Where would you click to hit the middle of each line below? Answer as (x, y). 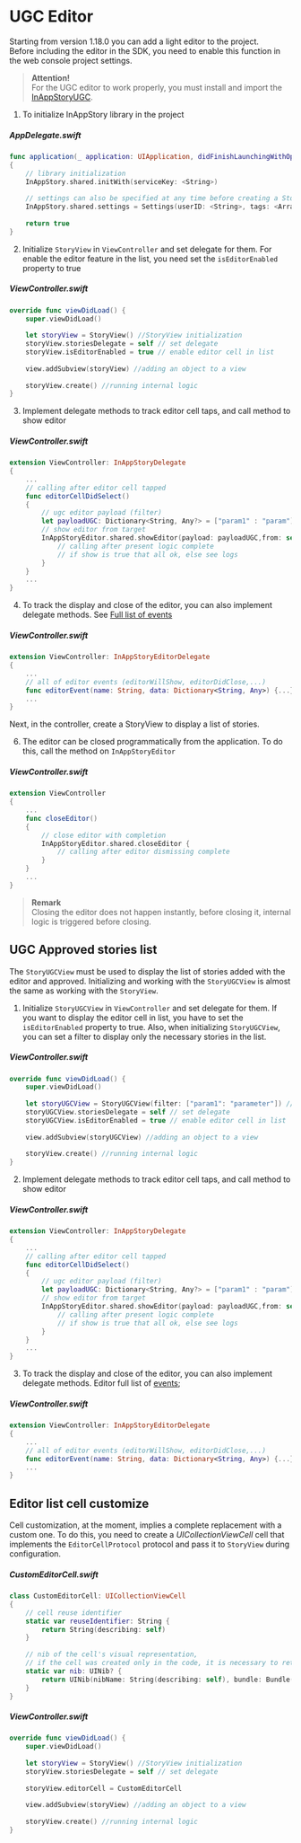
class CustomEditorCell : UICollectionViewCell (98, 1596)
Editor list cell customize (79, 1503)
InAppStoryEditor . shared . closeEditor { (116, 843)
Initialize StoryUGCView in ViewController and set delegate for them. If (150, 1008)
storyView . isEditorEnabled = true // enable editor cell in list (150, 352)
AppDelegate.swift (45, 135)
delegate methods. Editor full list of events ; (101, 1383)
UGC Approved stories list (83, 950)
